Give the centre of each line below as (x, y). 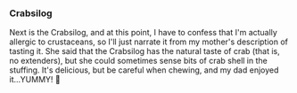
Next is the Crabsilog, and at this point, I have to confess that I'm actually (144, 33)
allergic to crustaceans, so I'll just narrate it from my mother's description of (148, 42)
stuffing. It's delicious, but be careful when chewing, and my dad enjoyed (144, 70)
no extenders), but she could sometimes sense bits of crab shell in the (138, 61)
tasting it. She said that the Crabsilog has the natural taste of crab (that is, (144, 51)
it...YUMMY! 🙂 (35, 80)
